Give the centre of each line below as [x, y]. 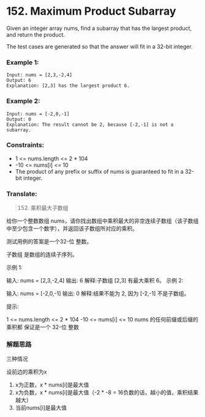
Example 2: [23, 101]
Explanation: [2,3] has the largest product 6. [68, 86]
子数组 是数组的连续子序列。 [42, 254]
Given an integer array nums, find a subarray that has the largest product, [99, 28]
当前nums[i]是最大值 [41, 408]
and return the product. [36, 34]
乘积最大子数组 [49, 208]
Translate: [22, 194]
